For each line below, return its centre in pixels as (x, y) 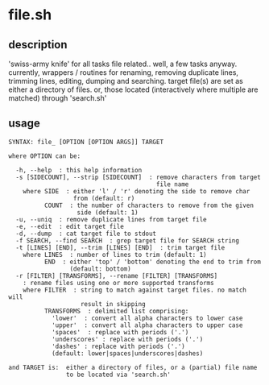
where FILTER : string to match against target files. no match (135, 290)
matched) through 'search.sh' (58, 98)
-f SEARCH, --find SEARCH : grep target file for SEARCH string (128, 240)
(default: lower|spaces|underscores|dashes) (127, 353)
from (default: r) (104, 198)
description (38, 45)
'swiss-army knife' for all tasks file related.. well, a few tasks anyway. (123, 64)
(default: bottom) (100, 269)
